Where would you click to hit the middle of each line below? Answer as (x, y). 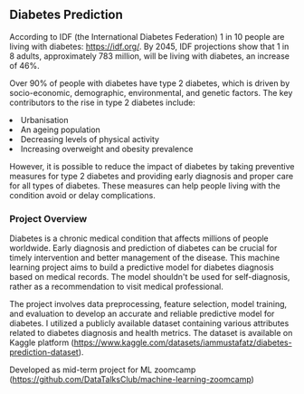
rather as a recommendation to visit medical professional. (117, 287)
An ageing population (61, 130)
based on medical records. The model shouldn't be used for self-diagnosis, (150, 277)
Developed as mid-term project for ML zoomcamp (103, 370)
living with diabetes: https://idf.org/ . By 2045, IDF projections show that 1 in (149, 46)
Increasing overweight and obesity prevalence (107, 149)
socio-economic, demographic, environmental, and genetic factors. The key (151, 92)
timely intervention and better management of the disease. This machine (145, 258)
